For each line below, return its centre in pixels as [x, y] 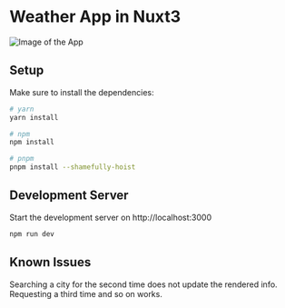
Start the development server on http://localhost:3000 [110, 217]
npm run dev [32, 233]
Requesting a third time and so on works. [86, 293]
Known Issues [50, 262]
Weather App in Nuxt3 [95, 17]
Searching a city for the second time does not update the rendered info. [144, 284]
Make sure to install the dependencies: [82, 92]
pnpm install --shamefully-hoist [73, 167]
